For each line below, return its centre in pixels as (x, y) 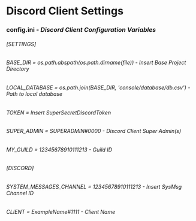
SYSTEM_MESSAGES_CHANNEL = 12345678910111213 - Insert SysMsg (94, 186)
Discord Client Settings (65, 11)
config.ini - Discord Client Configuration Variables (81, 30)
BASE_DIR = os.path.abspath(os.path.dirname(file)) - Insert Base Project (96, 63)
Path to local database (34, 93)
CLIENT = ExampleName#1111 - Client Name (61, 211)
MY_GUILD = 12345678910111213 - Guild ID (59, 149)
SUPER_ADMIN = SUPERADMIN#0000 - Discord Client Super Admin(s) (94, 131)
